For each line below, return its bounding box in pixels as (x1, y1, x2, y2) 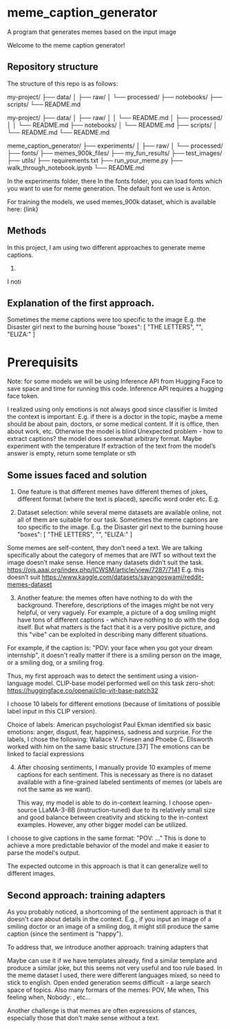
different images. (7, 870, 56, 878)
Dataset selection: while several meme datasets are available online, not (17, 509, 222, 517)
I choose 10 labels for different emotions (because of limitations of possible (7, 700, 220, 708)
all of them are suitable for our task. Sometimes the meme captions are (17, 516, 219, 524)
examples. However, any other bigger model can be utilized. (17, 821, 188, 829)
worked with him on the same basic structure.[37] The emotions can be (7, 743, 210, 751)
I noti (7, 277, 22, 286)
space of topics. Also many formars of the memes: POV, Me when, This (7, 986, 209, 994)
